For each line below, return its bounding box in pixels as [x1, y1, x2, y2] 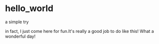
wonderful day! [5, 33, 36, 39]
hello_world [5, 3, 54, 14]
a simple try [5, 19, 29, 25]
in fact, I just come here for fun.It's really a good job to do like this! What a [5, 28, 154, 34]
